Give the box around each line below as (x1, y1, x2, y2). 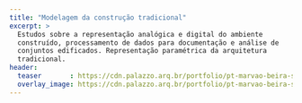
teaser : (17, 72, 75, 81)
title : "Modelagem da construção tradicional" (9, 13, 187, 22)
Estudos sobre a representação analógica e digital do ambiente (17, 30, 263, 39)
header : (9, 64, 39, 73)
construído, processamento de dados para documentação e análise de (17, 38, 280, 47)
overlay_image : (17, 80, 75, 89)
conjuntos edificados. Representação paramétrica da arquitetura (17, 47, 268, 56)
